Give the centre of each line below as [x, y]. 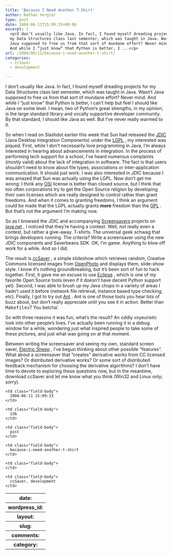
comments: [26, 535]
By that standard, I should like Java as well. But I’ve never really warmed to [84, 119]
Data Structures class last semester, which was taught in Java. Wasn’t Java [85, 92]
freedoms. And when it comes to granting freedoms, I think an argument [81, 200]
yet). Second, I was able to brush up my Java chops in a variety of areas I [83, 286]
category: [26, 545]
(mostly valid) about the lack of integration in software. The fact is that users [86, 162]
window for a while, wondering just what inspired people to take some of [82, 328]
